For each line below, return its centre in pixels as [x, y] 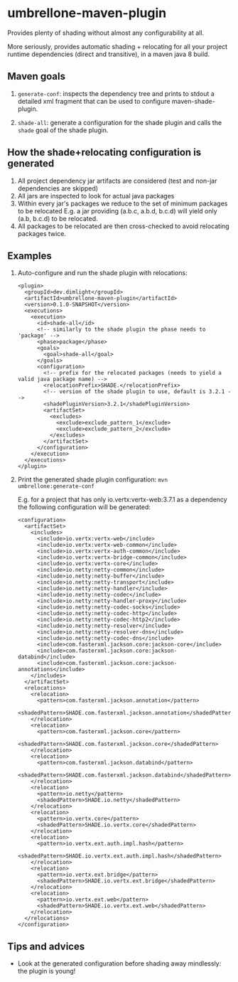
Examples [29, 256]
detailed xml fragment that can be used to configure [94, 101]
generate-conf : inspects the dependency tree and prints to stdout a [116, 93]
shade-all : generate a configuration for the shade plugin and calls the [120, 122]
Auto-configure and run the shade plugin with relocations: [102, 273]
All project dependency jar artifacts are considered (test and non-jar [117, 181]
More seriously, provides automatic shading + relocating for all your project [118, 46]
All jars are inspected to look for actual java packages [96, 196]
